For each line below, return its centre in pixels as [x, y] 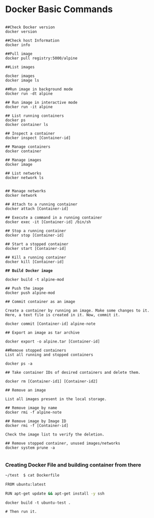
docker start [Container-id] [36, 248]
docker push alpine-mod [30, 293]
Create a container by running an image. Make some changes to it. [78, 310]
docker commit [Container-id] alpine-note [50, 324]
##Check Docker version [30, 27]
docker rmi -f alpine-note [33, 412]
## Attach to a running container [42, 204]
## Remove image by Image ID [36, 421]
